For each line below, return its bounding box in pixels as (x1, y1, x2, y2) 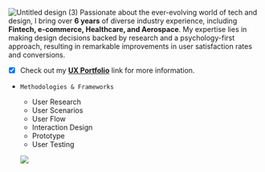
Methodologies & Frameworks (19, 83, 114, 91)
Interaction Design (31, 122, 93, 132)
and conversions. (8, 50, 66, 59)
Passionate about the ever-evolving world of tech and (79, 8, 258, 17)
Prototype (31, 131, 66, 141)
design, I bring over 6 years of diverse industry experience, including (8, 16, 238, 26)
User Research (31, 97, 82, 107)
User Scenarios (31, 106, 84, 115)
